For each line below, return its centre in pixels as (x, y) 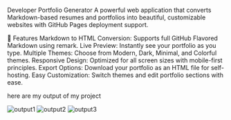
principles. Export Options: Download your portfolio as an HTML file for (108, 68)
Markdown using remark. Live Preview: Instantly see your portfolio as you (112, 45)
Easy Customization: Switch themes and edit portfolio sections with (127, 75)
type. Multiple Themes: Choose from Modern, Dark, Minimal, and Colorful (112, 53)
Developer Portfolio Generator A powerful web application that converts (109, 10)
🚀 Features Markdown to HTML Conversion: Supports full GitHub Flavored (112, 38)
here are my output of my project (54, 96)
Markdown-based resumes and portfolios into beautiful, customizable (107, 17)
